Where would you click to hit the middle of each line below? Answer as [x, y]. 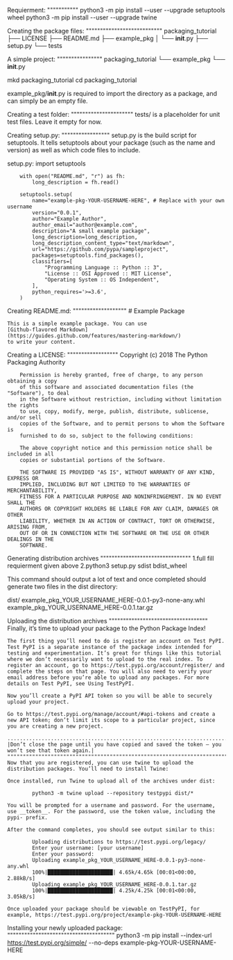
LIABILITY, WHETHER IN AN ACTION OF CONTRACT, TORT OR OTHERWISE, [118, 521]
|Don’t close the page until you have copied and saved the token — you [114, 744]
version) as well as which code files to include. [74, 150]
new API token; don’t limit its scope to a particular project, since [111, 720]
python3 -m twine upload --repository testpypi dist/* [113, 793]
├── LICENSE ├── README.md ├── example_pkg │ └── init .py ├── [108, 38]
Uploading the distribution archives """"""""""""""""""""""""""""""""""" [107, 621]
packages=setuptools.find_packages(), [88, 255]
